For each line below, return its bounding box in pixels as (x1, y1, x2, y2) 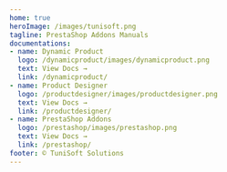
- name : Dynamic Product (9, 47, 104, 56)
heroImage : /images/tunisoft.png (9, 22, 137, 31)
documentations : (9, 38, 71, 48)
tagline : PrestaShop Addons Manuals (9, 30, 149, 39)
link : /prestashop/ (17, 140, 92, 149)
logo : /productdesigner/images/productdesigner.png (17, 89, 219, 98)
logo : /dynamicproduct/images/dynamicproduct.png (17, 56, 210, 65)
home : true (9, 13, 51, 23)
